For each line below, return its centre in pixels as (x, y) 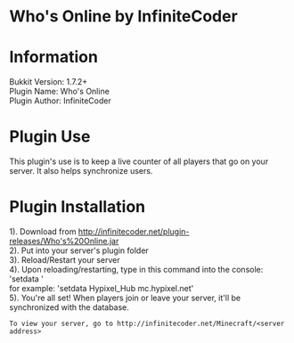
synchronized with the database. (69, 307)
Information (53, 57)
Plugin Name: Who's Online (59, 92)
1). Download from (43, 232)
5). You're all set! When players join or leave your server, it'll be (125, 298)
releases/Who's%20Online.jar (64, 241)
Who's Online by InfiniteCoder (123, 16)
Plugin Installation (78, 207)
